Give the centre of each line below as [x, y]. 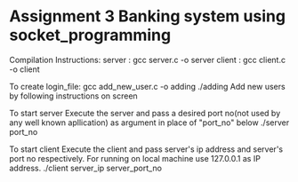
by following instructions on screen [73, 96]
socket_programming [90, 35]
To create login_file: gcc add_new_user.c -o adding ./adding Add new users [148, 86]
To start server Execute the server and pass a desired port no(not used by [145, 113]
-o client [24, 69]
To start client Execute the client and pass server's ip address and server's [146, 149]
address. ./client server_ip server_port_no [86, 168]
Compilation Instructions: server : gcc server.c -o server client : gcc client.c [148, 59]
